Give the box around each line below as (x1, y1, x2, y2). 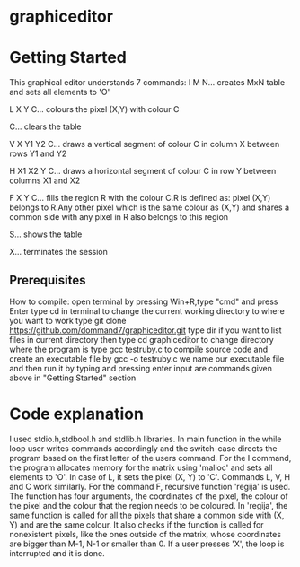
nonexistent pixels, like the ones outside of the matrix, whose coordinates (9, 528, 281, 539)
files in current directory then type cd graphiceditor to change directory (9, 334, 274, 345)
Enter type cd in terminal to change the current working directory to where (9, 305, 285, 316)
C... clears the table (9, 121, 83, 132)
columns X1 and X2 (9, 175, 81, 186)
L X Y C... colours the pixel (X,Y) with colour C (9, 104, 180, 115)
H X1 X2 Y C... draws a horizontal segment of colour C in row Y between (9, 166, 277, 177)
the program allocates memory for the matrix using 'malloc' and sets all (9, 462, 273, 473)
